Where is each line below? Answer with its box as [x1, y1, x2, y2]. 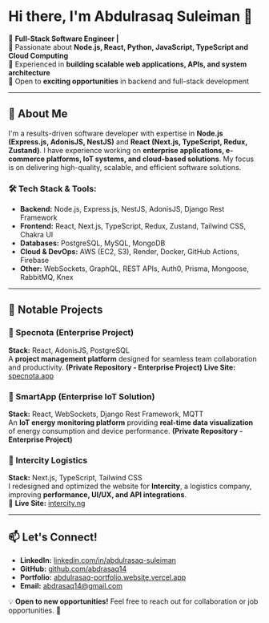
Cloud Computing [8, 51, 69, 60]
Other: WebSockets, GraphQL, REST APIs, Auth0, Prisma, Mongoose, [19, 264, 250, 273]
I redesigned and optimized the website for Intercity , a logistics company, [8, 481, 252, 492]
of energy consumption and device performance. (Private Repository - [8, 427, 243, 436]
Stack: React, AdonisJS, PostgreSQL [8, 345, 130, 355]
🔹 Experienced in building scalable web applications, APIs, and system [8, 59, 247, 69]
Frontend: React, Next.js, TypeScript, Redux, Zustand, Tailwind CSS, [19, 221, 247, 231]
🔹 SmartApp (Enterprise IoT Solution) [8, 390, 155, 402]
